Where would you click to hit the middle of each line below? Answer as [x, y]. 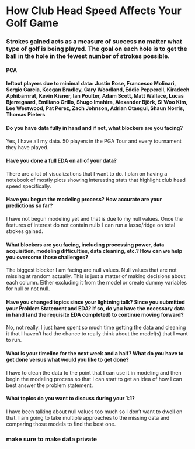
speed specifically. [29, 186]
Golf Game [32, 23]
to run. [14, 340]
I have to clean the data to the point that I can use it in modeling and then [94, 372]
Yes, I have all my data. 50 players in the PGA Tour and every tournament [94, 141]
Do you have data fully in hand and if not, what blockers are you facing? [95, 128]
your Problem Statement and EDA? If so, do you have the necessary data [96, 308]
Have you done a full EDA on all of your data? [61, 161]
